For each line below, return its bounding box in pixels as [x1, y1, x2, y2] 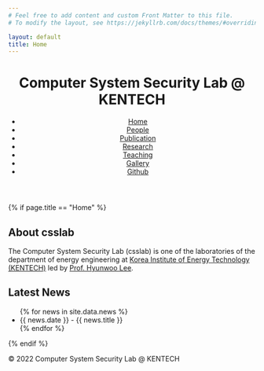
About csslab [8, 226, 75, 239]
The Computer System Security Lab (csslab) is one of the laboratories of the [8, 247, 255, 255]
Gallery [126, 159, 150, 168]
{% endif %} [8, 339, 49, 348]
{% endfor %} [19, 323, 65, 332]
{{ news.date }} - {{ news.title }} [19, 315, 123, 325]
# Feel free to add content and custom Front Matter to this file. [8, 11, 234, 20]
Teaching [123, 150, 153, 160]
